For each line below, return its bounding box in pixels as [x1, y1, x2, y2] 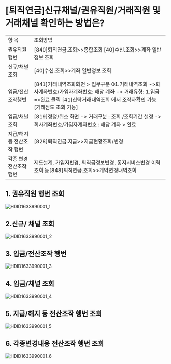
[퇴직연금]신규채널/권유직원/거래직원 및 [5, 5, 161, 16]
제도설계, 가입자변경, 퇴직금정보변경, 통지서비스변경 [34, 159, 150, 166]
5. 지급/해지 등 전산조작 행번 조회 [5, 309, 102, 318]
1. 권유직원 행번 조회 [5, 189, 65, 198]
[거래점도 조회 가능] [34, 103, 78, 110]
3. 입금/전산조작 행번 [5, 249, 67, 258]
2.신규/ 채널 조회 [5, 220, 55, 228]
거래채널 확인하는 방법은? [5, 17, 105, 29]
